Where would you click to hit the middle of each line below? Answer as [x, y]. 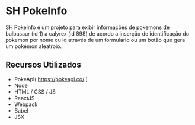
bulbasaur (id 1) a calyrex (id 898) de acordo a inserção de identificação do [97, 33]
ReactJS [24, 98]
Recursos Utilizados [43, 65]
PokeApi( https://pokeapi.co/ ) [51, 79]
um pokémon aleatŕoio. [34, 46]
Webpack [26, 104]
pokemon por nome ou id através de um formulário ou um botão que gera [95, 40]
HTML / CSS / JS [35, 92]
